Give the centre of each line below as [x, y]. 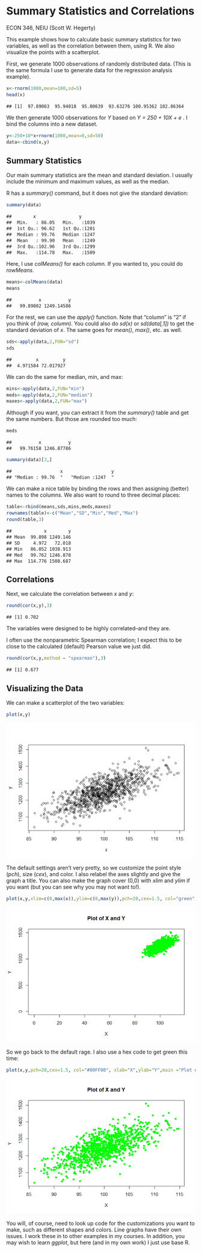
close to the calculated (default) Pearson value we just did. [79, 646]
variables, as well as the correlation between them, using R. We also [90, 46]
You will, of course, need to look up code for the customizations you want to [101, 1223]
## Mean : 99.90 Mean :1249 [51, 241]
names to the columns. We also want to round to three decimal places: [93, 495]
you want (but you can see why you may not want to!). [74, 887]
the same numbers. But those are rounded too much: [72, 419]
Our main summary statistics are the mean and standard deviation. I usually [99, 175]
